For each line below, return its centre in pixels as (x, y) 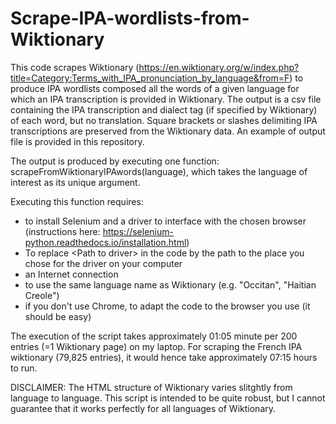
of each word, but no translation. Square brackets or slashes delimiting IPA (164, 120)
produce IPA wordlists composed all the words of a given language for (155, 88)
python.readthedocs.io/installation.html (105, 242)
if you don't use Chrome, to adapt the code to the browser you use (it (167, 306)
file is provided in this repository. (77, 141)
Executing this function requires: (77, 201)
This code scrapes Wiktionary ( (75, 67)
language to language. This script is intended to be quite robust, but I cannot (168, 398)
